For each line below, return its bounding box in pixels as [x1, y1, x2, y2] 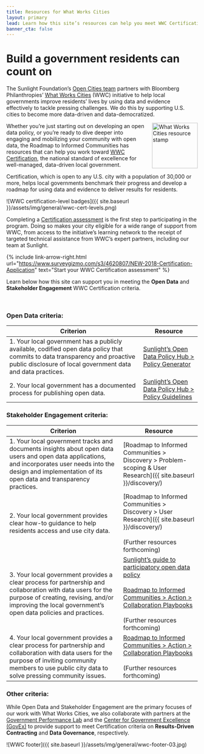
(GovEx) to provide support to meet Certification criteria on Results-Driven [6, 723, 194, 730]
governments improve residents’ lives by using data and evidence [6, 98, 171, 105]
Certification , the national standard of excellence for [6, 155, 137, 162]
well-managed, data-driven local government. [6, 161, 121, 169]
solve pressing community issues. [9, 671, 106, 680]
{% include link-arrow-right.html [6, 253, 87, 261]
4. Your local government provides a [9, 633, 113, 642]
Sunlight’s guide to [123, 555, 176, 563]
